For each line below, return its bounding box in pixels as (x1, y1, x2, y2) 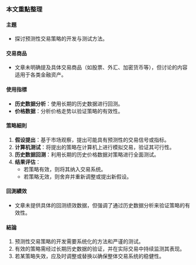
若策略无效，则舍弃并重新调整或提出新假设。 (23, 173, 132, 180)
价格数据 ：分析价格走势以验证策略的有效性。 (14, 107, 124, 114)
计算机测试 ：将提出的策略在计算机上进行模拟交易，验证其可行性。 (14, 143, 175, 151)
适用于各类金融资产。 (14, 71, 67, 78)
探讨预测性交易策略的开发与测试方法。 (14, 35, 108, 42)
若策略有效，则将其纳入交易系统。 (23, 165, 107, 173)
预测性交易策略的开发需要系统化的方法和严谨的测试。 (14, 238, 144, 245)
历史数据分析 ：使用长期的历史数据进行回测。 (14, 100, 124, 107)
